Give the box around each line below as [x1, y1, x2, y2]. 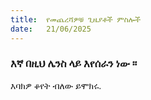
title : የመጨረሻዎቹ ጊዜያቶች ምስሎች [10, 14, 141, 25]
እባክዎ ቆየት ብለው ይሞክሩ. [10, 79, 102, 91]
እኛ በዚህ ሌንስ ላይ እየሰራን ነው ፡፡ [10, 57, 138, 71]
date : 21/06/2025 [10, 24, 92, 34]
